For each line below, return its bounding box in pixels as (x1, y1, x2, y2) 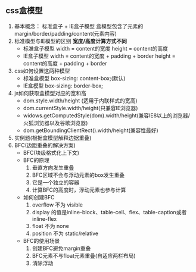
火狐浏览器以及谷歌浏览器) (23, 119, 88, 126)
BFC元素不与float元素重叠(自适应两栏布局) (32, 252, 136, 259)
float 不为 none (32, 222, 69, 229)
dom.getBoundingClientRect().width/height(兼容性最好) (23, 127, 158, 134)
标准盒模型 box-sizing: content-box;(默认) (23, 74, 126, 82)
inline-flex (32, 215, 57, 222)
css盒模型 (5, 5, 43, 16)
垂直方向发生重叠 (32, 164, 74, 171)
